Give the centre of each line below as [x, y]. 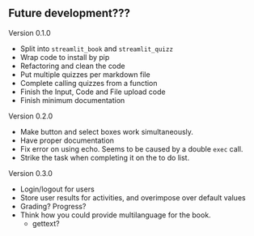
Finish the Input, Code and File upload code [93, 92]
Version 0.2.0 [31, 116]
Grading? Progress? [53, 206]
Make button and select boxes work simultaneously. [107, 131]
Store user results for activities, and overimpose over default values [133, 197]
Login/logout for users [57, 189]
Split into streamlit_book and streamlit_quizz [97, 49]
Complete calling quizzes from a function [89, 83]
